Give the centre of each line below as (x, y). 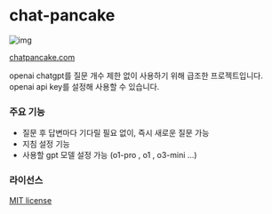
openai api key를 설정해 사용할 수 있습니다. (84, 86)
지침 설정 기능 (46, 144)
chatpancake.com (42, 57)
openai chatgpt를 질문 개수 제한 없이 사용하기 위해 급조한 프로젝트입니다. (136, 75)
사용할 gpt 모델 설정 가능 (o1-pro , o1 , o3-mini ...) (109, 155)
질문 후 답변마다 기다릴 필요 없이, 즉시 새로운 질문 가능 (116, 133)
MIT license (31, 200)
